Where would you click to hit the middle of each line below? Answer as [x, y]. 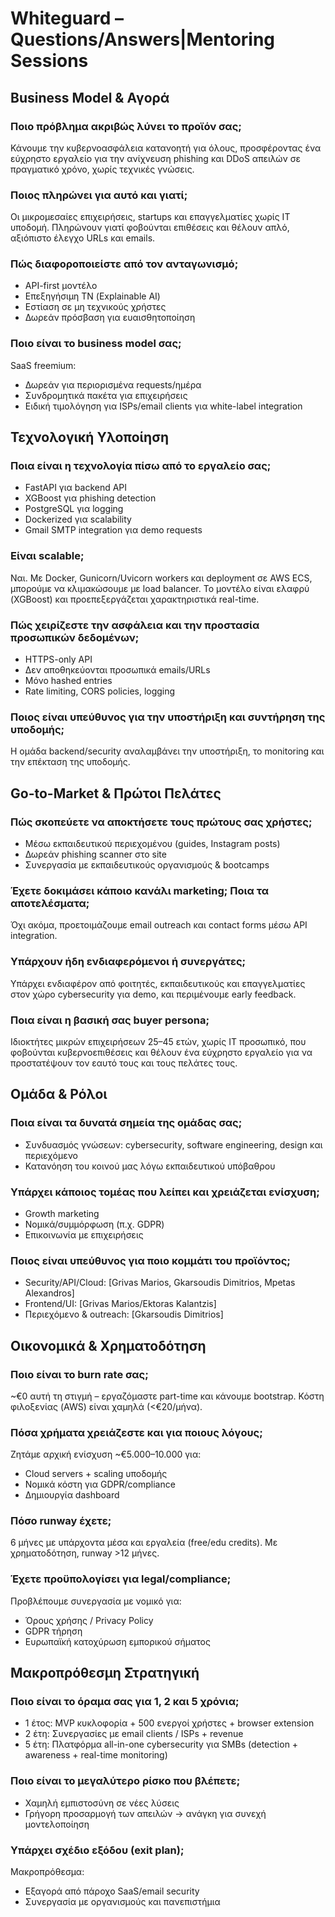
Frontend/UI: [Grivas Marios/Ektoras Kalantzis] [120, 1304]
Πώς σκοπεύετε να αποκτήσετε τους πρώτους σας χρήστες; [161, 822]
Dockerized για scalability [78, 519]
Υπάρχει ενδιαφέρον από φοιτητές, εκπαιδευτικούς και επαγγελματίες [158, 983]
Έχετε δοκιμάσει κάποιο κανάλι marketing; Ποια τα [140, 890]
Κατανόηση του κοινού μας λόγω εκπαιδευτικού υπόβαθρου [150, 1166]
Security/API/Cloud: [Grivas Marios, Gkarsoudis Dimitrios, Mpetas [160, 1283]
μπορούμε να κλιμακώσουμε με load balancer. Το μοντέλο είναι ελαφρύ [160, 588]
